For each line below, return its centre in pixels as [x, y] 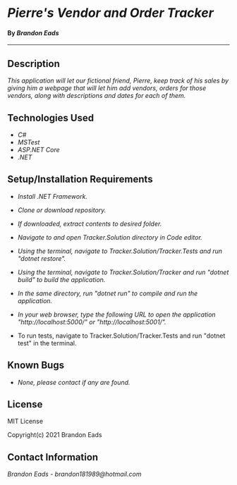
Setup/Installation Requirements [80, 179]
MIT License [25, 422]
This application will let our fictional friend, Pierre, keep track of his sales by [118, 81]
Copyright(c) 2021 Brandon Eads [55, 435]
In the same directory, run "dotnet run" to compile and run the [108, 293]
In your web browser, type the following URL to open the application [117, 314]
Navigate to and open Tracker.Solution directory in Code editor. [110, 237]
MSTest [29, 142]
